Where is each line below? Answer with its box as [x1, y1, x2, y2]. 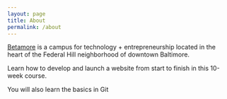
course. [24, 71, 47, 80]
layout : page [7, 10, 46, 18]
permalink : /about [7, 23, 62, 30]
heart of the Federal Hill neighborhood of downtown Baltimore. [7, 50, 190, 59]
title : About [7, 17, 46, 24]
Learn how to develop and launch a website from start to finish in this [7, 64, 209, 73]
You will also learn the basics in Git [7, 86, 109, 94]
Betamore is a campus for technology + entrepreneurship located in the [7, 43, 216, 52]
